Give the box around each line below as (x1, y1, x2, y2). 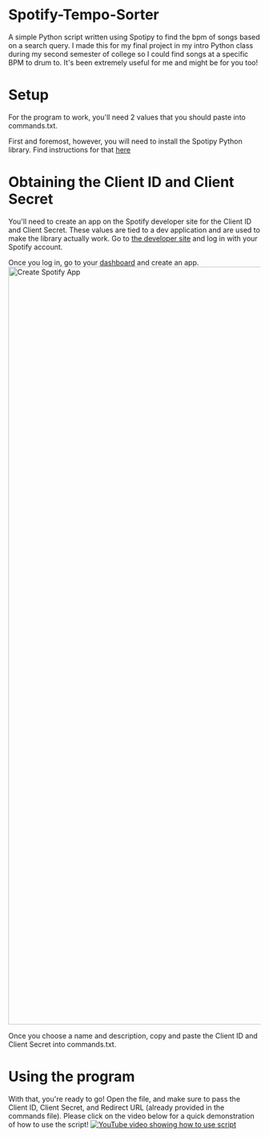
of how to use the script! (8, 1119, 90, 1129)
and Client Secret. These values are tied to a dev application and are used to (8, 225, 260, 234)
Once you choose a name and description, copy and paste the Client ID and (8, 1030, 258, 1040)
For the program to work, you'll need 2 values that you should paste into (8, 112, 246, 122)
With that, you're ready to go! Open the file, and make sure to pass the (8, 1094, 241, 1103)
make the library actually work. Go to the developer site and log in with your (8, 233, 258, 243)
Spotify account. (8, 242, 63, 252)
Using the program (8, 1068, 135, 1086)
